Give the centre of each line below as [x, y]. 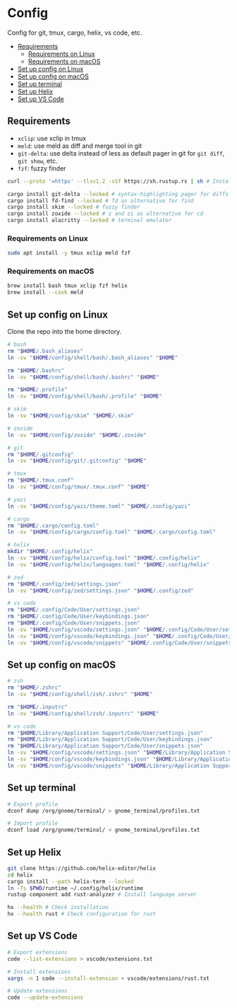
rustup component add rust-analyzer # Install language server [102, 895]
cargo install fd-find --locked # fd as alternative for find [101, 201]
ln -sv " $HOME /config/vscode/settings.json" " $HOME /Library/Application [116, 753]
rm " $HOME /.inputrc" [38, 707]
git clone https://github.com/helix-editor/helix [82, 868]
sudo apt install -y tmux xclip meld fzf [69, 253]
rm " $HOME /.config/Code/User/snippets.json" [74, 623]
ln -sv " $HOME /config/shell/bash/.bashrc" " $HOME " [83, 377]
